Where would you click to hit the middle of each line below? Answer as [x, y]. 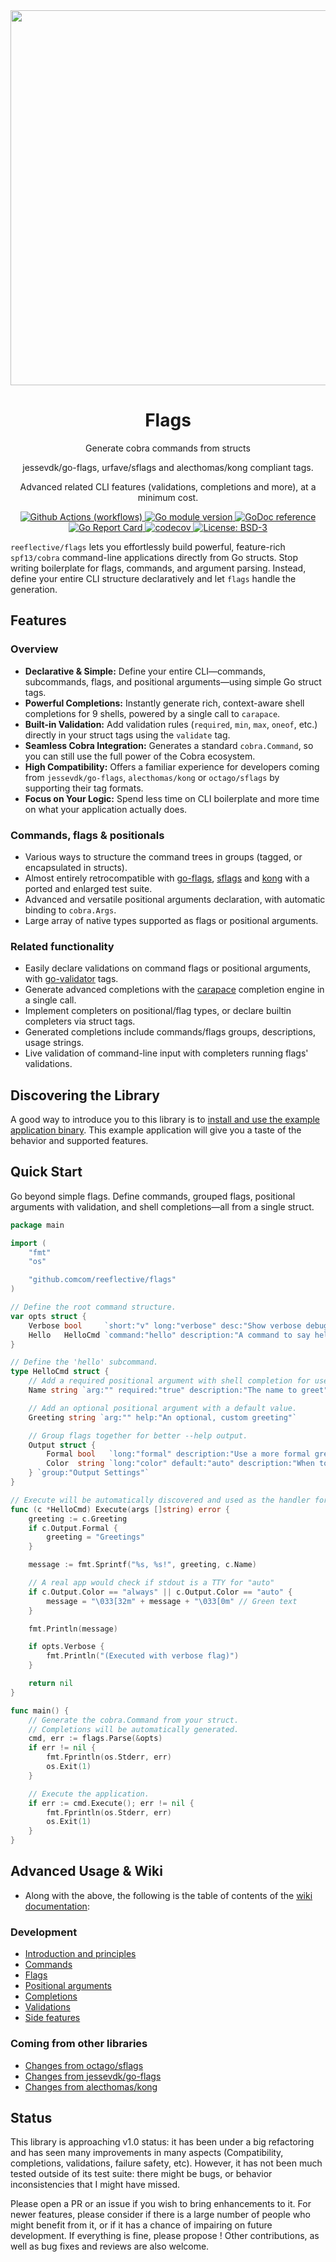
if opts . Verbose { [66, 1647]
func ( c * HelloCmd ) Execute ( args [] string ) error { [120, 1509]
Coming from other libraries [79, 2044]
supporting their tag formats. [84, 788]
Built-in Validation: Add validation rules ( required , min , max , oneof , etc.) [171, 724]
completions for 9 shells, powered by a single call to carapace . [152, 713]
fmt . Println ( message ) [73, 1629]
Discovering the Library [85, 1095]
